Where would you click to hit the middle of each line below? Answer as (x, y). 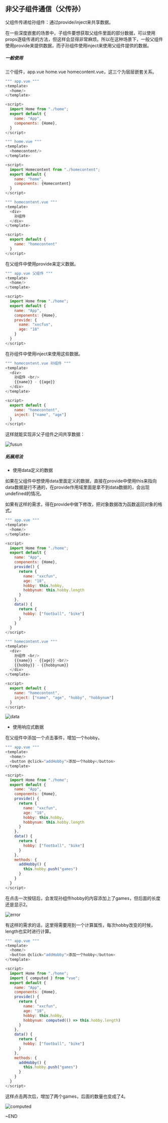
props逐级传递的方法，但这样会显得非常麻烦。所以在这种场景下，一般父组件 (84, 39)
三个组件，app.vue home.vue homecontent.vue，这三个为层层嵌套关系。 (81, 72)
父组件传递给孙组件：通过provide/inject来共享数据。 (59, 22)
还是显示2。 (18, 904)
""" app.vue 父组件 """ (29, 273)
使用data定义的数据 (33, 470)
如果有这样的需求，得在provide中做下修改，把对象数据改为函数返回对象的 (81, 504)
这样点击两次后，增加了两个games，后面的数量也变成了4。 (67, 1096)
